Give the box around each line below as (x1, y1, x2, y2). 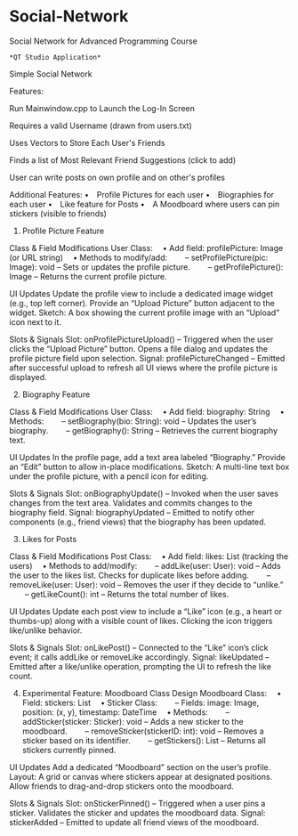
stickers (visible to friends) (9, 207, 107, 219)
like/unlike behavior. (9, 625, 83, 636)
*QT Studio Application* (9, 53, 101, 61)
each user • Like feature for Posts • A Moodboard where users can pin (9, 199, 280, 209)
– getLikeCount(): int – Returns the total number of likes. (25, 588, 230, 599)
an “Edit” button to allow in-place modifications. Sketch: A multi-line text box (9, 461, 290, 472)
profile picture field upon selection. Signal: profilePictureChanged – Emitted (9, 353, 286, 363)
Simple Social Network (9, 69, 93, 79)
